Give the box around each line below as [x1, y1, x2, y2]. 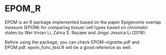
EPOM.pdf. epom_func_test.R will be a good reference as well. [4, 44, 132, 50]
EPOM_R [4, 3, 41, 14]
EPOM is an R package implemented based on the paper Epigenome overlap [4, 19, 161, 25]
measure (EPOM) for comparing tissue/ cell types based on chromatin [4, 24, 148, 30]
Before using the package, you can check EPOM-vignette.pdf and [4, 39, 140, 45]
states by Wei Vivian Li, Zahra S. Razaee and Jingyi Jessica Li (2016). [4, 29, 147, 35]
